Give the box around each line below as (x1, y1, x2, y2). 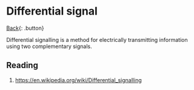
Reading (6, 60, 38, 71)
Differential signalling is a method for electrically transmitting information (6, 36, 188, 43)
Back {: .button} (6, 24, 44, 32)
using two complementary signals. (6, 43, 92, 50)
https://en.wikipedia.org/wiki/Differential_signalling (15, 76, 142, 83)
